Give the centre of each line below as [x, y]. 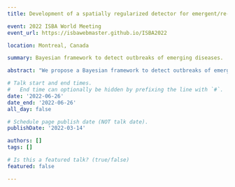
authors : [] [24, 141]
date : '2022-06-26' [36, 96]
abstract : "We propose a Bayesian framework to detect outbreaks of [109, 70]
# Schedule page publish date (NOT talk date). [78, 122]
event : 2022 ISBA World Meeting [54, 26]
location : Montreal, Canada [48, 45]
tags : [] [20, 147]
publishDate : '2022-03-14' [47, 128]
